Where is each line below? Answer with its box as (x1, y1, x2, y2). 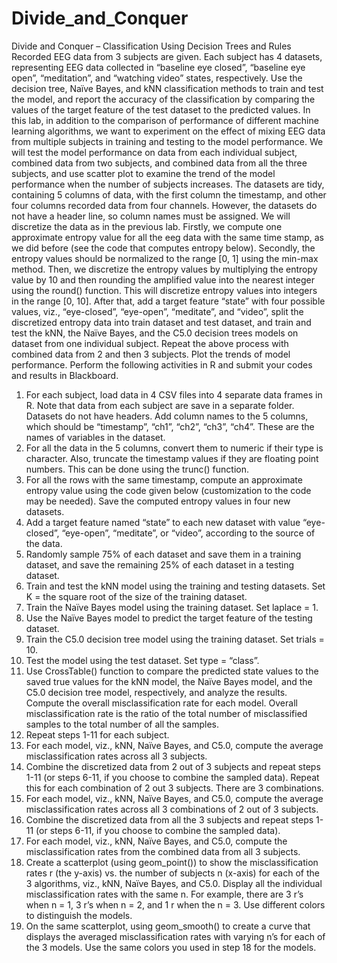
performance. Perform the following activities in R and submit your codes (11, 358, 313, 371)
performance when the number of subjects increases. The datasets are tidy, (11, 178, 325, 190)
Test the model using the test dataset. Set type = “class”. (25, 654, 260, 666)
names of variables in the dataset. (25, 431, 166, 443)
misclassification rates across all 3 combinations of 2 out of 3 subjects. (25, 803, 319, 815)
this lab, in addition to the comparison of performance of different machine (11, 114, 319, 126)
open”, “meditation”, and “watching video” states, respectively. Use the (11, 72, 303, 84)
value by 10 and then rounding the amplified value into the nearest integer (11, 273, 315, 286)
